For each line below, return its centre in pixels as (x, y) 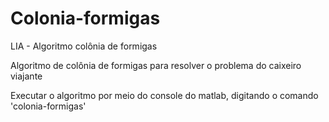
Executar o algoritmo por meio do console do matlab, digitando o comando (164, 95)
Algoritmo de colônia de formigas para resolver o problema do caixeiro (156, 65)
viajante (26, 76)
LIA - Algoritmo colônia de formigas (84, 46)
